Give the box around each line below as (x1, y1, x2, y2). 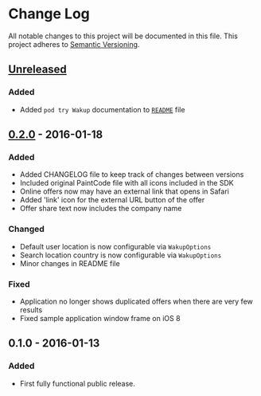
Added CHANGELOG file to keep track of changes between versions (19, 170, 244, 179)
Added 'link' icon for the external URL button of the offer (19, 195, 205, 205)
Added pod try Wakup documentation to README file (19, 104, 185, 114)
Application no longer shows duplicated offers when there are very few (19, 296, 253, 306)
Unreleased (8, 63, 68, 76)
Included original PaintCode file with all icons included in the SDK (19, 178, 234, 188)
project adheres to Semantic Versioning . (8, 39, 140, 49)
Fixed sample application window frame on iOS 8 (19, 313, 181, 323)
